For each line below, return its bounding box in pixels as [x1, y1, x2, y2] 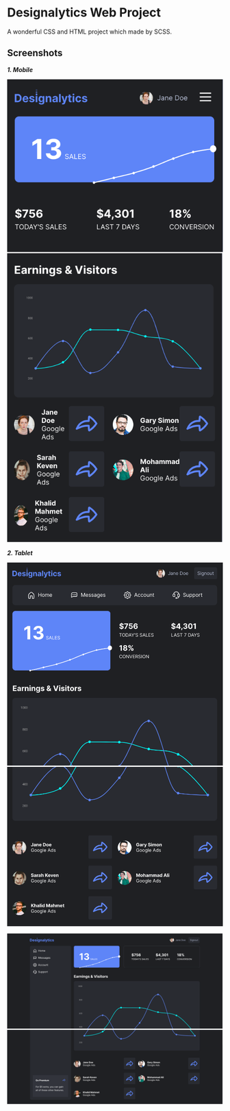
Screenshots [7, 47, 63, 59]
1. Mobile [7, 65, 33, 73]
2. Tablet [7, 548, 33, 557]
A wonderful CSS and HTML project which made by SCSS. [7, 27, 172, 36]
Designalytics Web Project [7, 5, 162, 21]
